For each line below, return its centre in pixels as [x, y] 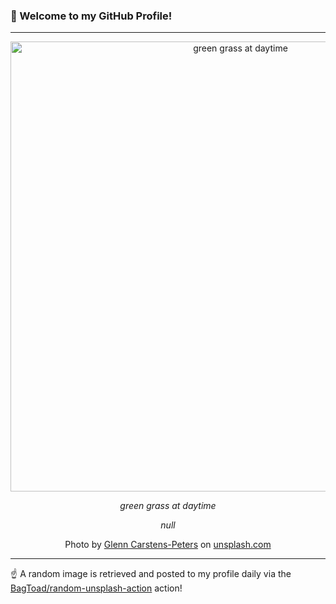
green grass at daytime [168, 506]
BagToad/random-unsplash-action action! [96, 588]
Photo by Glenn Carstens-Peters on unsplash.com [168, 545]
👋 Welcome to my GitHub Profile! [91, 16]
